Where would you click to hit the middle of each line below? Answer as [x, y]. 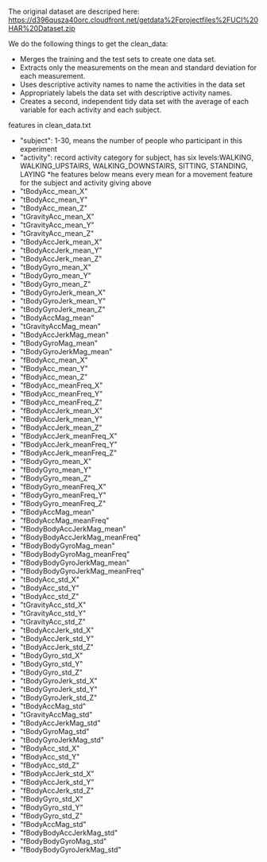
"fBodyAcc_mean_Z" [54, 377]
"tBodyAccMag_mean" [57, 318]
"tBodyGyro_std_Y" [51, 664]
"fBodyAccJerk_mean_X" [61, 411]
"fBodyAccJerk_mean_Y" [61, 419]
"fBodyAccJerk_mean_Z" [61, 427]
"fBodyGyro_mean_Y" [56, 470]
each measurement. [52, 76]
